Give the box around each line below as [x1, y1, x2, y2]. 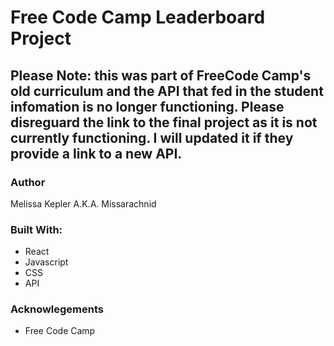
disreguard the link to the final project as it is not [10, 114, 318, 131]
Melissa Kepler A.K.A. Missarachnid [10, 197, 157, 210]
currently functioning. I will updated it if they [10, 129, 294, 146]
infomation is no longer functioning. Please [10, 98, 285, 115]
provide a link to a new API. [10, 145, 183, 162]
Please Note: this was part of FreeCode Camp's [10, 67, 312, 84]
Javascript [24, 256, 69, 268]
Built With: [10, 222, 63, 236]
